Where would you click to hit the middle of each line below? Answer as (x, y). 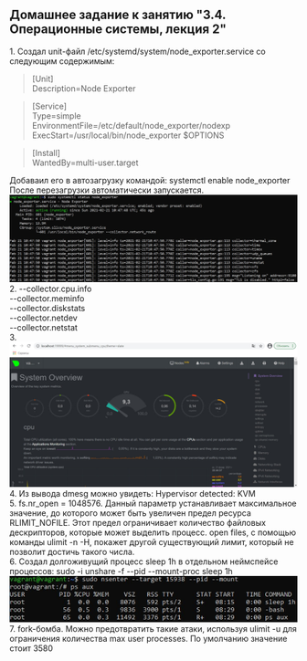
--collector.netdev (43, 318)
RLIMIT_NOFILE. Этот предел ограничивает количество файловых (138, 522)
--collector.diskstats (48, 308)
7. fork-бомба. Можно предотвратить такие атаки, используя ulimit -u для (153, 628)
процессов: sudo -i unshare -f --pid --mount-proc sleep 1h (121, 571)
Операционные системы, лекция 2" (118, 30)
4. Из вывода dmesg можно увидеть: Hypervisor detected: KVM (132, 493)
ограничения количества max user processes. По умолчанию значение (148, 638)
